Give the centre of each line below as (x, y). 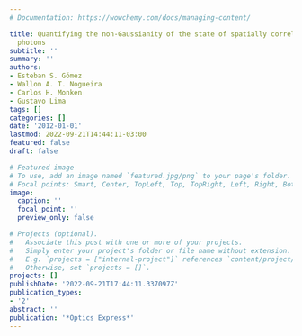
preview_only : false (56, 218)
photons (32, 42)
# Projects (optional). (54, 234)
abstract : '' (34, 309)
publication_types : (46, 293)
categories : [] (38, 118)
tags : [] (26, 109)
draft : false (34, 151)
